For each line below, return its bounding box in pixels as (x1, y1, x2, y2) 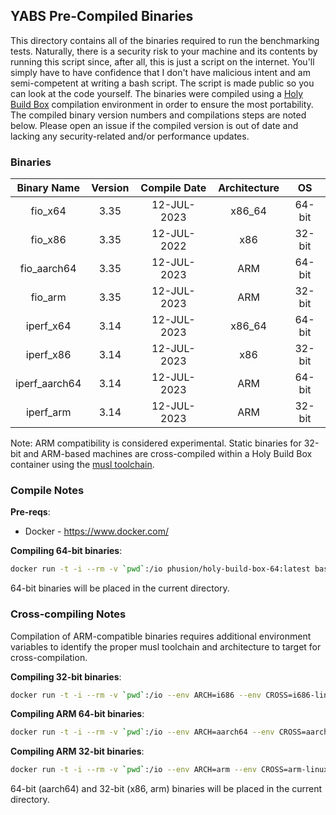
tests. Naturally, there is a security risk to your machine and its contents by (10, 45, 318, 57)
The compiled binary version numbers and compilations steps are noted (10, 109, 307, 121)
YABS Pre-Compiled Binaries (10, 8, 194, 25)
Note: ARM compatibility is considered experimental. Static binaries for (10, 437, 302, 449)
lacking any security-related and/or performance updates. (10, 130, 250, 142)
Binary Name (16, 181, 80, 195)
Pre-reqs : (10, 506, 51, 518)
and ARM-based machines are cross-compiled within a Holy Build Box (23, 448, 313, 460)
